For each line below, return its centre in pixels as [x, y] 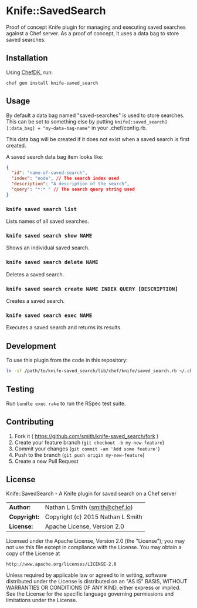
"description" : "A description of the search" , [71, 184]
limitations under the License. [42, 600]
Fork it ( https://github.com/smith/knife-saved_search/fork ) [86, 436]
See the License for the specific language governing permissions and [90, 594]
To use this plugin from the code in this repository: [67, 360]
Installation [27, 58]
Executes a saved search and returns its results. [64, 328]
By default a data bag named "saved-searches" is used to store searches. [95, 115]
